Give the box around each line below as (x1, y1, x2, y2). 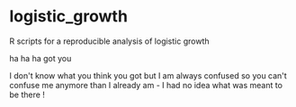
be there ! (9, 89, 45, 100)
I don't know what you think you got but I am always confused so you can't (9, 70, 288, 81)
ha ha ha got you (9, 53, 72, 63)
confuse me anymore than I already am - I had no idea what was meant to (9, 79, 283, 90)
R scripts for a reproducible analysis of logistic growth (9, 36, 210, 46)
